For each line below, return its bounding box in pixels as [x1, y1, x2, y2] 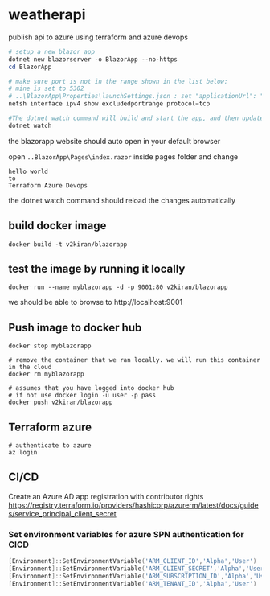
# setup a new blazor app [8, 47, 95, 55]
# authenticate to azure [8, 442, 92, 450]
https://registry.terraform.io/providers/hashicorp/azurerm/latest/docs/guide [8, 500, 259, 510]
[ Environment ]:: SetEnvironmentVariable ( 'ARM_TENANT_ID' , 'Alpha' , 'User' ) [8, 579, 257, 588]
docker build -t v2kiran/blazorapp [8, 240, 128, 249]
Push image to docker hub [8, 320, 142, 335]
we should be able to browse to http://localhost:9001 [8, 298, 183, 307]
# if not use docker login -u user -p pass [8, 392, 157, 400]
